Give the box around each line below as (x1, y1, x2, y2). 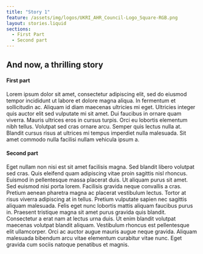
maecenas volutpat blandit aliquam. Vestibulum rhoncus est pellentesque (6, 221, 190, 228)
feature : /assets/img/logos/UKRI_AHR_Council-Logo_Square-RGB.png (6, 15, 178, 21)
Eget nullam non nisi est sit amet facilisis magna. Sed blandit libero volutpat (6, 163, 194, 171)
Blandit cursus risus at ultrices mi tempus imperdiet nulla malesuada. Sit (6, 129, 187, 136)
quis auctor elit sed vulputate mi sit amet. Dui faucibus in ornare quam (6, 110, 182, 117)
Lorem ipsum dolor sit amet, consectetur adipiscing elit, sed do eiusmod (6, 90, 187, 97)
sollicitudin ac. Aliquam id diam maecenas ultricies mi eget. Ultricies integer (6, 103, 196, 110)
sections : (6, 26, 32, 32)
